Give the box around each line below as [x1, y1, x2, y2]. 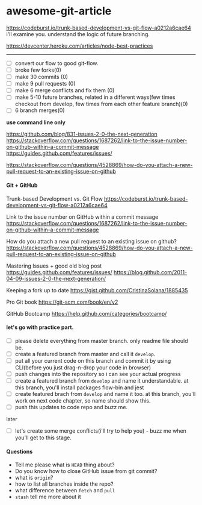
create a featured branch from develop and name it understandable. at [14, 377, 189, 384]
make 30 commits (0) [14, 74, 68, 81]
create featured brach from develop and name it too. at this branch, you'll [14, 391, 196, 398]
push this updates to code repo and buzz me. [14, 404, 128, 411]
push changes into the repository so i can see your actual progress [14, 370, 182, 377]
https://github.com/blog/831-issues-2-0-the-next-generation [6, 131, 158, 138]
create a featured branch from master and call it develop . [14, 350, 156, 357]
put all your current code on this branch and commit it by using [14, 357, 171, 364]
